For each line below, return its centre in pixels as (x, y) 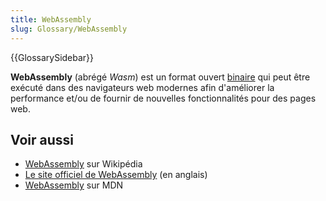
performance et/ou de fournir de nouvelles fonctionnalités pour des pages (163, 98)
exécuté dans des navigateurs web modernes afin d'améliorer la (142, 87)
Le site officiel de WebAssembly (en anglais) (116, 175)
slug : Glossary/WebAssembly (69, 29)
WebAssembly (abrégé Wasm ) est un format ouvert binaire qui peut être (160, 77)
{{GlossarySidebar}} (52, 57)
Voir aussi (42, 139)
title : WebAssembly (51, 19)
